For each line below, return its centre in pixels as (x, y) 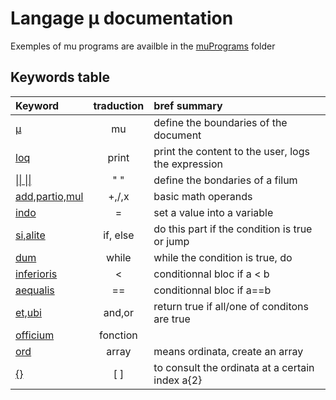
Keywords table (60, 77)
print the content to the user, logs (231, 151)
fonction (118, 335)
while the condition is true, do (223, 257)
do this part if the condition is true (233, 229)
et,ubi (28, 312)
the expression (188, 164)
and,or (118, 312)
